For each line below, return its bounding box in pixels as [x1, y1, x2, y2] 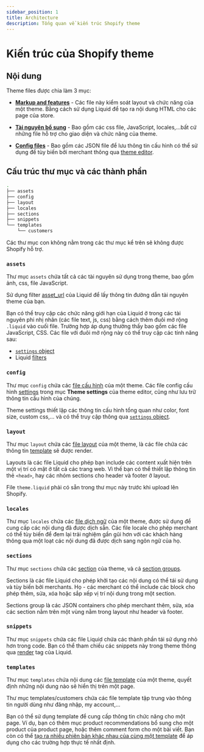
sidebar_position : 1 [6, 9, 59, 15]
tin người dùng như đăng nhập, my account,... [6, 701, 121, 709]
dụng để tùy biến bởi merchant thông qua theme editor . [15, 148, 154, 156]
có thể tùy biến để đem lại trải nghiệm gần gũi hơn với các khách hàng [6, 531, 183, 538]
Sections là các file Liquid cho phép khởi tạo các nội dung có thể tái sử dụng [6, 577, 199, 584]
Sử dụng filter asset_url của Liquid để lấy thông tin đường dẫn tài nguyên [6, 291, 189, 299]
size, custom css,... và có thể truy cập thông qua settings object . [6, 413, 171, 420]
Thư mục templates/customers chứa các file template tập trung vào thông [6, 695, 192, 702]
